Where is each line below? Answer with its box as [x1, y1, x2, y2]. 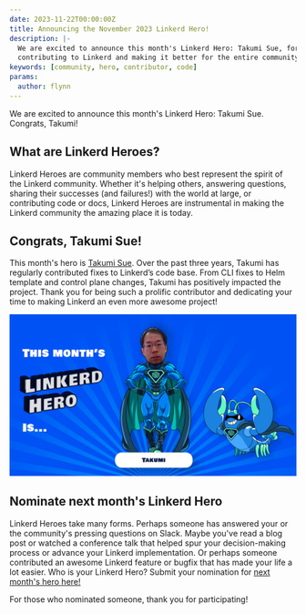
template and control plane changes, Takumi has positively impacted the [9, 277, 281, 288]
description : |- [9, 34, 71, 43]
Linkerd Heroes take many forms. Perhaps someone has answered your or [9, 517, 289, 528]
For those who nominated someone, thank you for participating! [9, 593, 249, 605]
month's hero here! [9, 576, 81, 587]
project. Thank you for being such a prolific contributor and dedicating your [9, 287, 293, 298]
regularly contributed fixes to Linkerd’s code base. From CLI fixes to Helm [9, 267, 285, 278]
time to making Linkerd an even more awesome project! [9, 296, 219, 307]
